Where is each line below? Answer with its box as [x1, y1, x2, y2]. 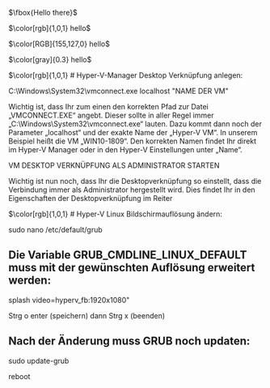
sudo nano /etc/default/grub [8, 225, 103, 234]
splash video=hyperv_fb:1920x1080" [8, 295, 130, 305]
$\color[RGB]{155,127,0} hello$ [8, 39, 111, 49]
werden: [8, 274, 51, 288]
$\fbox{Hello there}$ [8, 8, 78, 17]
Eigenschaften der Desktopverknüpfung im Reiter [8, 194, 173, 203]
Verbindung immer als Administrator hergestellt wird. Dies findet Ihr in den [8, 185, 256, 194]
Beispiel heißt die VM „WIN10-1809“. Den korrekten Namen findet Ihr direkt [8, 136, 257, 146]
